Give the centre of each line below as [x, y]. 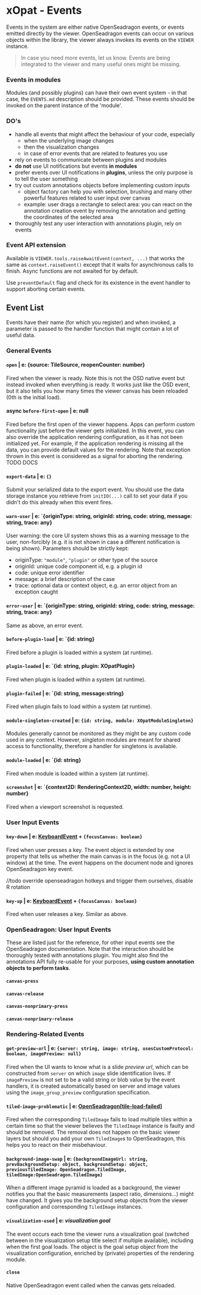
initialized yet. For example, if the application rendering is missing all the [95, 443]
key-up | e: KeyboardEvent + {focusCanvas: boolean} [72, 901]
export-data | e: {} [29, 476]
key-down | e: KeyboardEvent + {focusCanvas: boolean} [74, 836]
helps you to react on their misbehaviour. [57, 1145]
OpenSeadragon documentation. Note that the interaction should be [90, 949]
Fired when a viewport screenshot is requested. [65, 806]
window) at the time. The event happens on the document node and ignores [100, 862]
